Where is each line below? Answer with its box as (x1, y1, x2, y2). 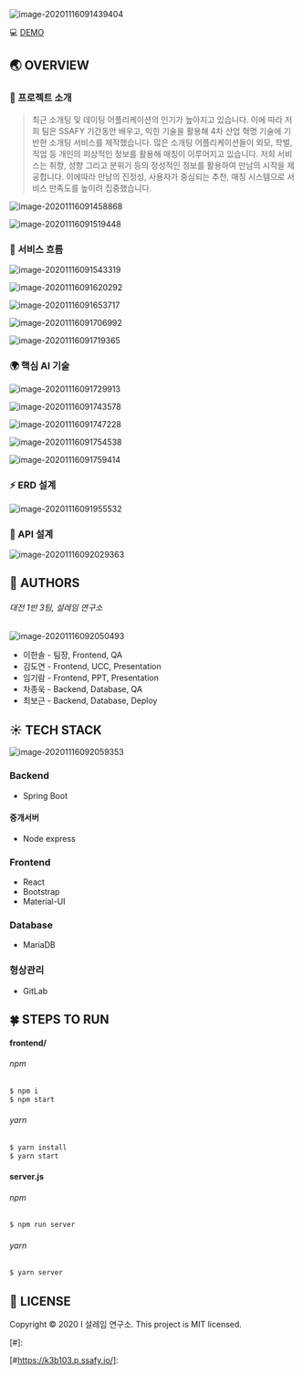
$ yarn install (9, 1142, 68, 1152)
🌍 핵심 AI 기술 (9, 359, 70, 372)
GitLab (22, 985, 48, 996)
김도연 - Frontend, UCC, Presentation (22, 661, 162, 672)
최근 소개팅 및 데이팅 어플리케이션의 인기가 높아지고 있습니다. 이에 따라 (31, 114, 283, 125)
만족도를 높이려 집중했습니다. (48, 183, 152, 194)
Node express (22, 833, 76, 844)
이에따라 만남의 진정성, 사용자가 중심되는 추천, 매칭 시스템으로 (66, 171, 286, 182)
